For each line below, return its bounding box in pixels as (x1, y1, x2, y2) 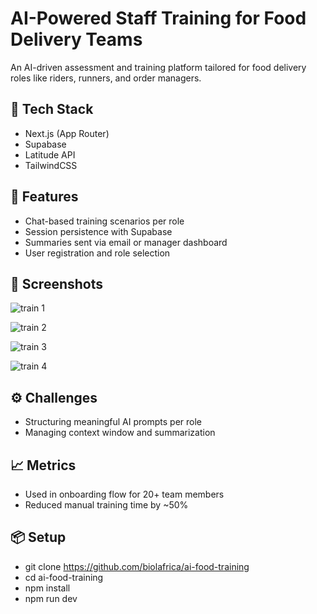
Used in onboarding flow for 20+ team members (24, 488, 225, 500)
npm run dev (24, 592, 78, 604)
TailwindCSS (24, 159, 78, 171)
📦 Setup (10, 529, 67, 546)
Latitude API (24, 148, 76, 161)
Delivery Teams (10, 28, 143, 51)
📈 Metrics (10, 457, 77, 474)
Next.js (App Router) (24, 127, 110, 139)
